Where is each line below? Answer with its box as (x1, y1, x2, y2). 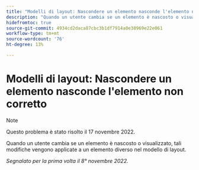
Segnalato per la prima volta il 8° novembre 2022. (6, 157, 129, 164)
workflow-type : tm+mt (6, 31, 60, 37)
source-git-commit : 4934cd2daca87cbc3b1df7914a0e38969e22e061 (6, 25, 163, 31)
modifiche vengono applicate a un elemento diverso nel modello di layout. (6, 146, 187, 153)
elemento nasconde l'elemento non (6, 85, 184, 98)
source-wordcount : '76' (6, 36, 65, 42)
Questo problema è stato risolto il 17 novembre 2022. (6, 128, 136, 135)
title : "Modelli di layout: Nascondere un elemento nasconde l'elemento (6, 8, 190, 15)
